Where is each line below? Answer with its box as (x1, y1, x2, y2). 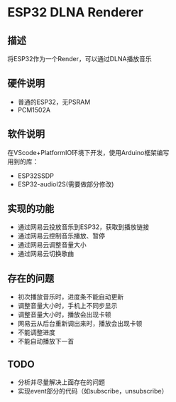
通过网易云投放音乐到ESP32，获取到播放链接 (17, 223, 150, 231)
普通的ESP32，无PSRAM (17, 97, 91, 106)
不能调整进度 (17, 328, 55, 337)
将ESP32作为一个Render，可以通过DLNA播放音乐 (7, 55, 152, 63)
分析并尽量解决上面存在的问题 (17, 378, 105, 386)
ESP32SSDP (17, 171, 55, 180)
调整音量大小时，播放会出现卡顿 (17, 310, 111, 319)
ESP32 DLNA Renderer (7, 4, 144, 21)
